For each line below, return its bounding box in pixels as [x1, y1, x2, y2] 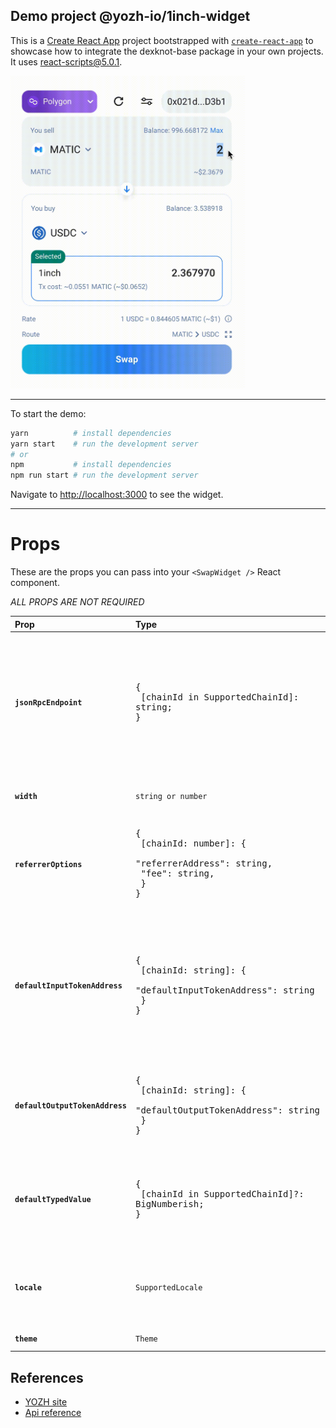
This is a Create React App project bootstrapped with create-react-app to [10, 34, 314, 46]
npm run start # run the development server [10, 470, 199, 481]
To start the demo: [10, 407, 87, 419]
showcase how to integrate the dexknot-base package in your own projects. [10, 45, 324, 57]
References [10, 1369, 84, 1386]
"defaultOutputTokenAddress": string [134, 1104, 320, 1116]
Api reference [24, 1406, 82, 1418]
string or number [134, 791, 208, 801]
